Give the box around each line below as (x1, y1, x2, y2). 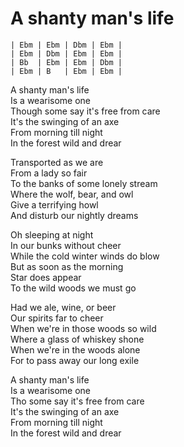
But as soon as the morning (10, 260, 124, 272)
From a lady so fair (10, 167, 88, 179)
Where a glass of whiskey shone (10, 333, 145, 345)
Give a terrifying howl (10, 198, 99, 211)
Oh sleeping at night (10, 228, 94, 241)
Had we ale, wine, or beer (10, 301, 117, 313)
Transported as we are (10, 156, 104, 168)
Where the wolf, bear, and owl (10, 188, 134, 200)
